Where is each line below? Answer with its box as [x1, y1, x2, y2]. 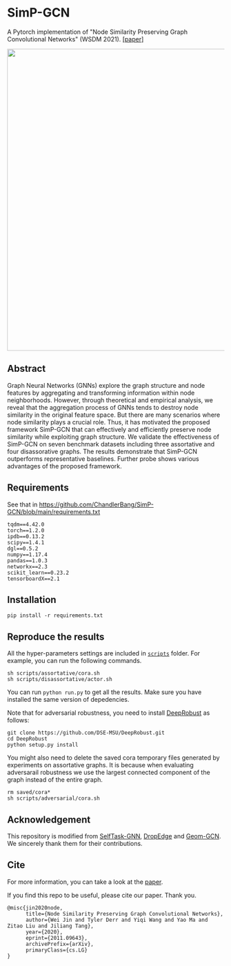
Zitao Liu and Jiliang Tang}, [7, 923, 94, 929]
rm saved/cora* [7, 789, 51, 796]
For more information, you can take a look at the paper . [7, 878, 163, 886]
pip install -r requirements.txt [7, 612, 103, 619]
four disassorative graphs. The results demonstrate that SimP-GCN [7, 447, 198, 455]
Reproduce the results [7, 631, 105, 642]
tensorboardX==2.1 [7, 575, 60, 582]
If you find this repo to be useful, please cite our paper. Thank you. [7, 891, 197, 899]
